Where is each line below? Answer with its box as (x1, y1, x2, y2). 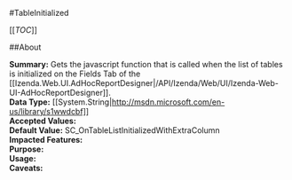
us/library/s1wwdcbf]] (9, 106, 90, 116)
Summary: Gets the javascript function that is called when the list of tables (9, 59, 283, 69)
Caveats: (9, 163, 43, 173)
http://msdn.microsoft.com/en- (111, 97, 225, 107)
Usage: (9, 153, 37, 163)
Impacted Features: (9, 135, 83, 145)
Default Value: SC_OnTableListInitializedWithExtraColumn (9, 125, 220, 136)
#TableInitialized (9, 8, 69, 18)
